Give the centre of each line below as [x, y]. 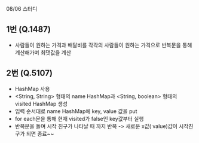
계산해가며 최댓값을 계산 [43, 52]
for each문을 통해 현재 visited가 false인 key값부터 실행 [79, 118]
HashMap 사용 [32, 89]
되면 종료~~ [40, 133]
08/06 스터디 [22, 9]
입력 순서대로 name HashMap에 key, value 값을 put [76, 111]
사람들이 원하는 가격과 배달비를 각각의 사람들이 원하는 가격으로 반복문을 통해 [103, 45]
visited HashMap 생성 [41, 104]
